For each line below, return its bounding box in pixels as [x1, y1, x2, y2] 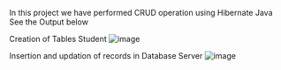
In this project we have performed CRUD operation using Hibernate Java [9, 8, 273, 17]
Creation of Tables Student [9, 34, 108, 44]
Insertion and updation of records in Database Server [9, 51, 203, 60]
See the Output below [9, 17, 88, 27]
